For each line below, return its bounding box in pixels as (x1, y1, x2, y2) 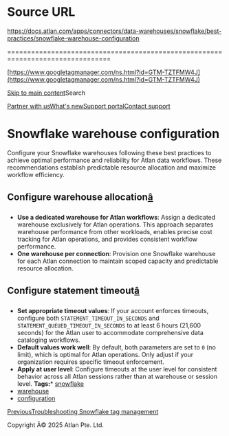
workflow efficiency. (7, 170, 65, 179)
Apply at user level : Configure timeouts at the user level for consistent (17, 365, 217, 373)
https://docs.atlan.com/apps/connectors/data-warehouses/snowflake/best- (7, 27, 222, 35)
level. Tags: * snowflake (17, 379, 85, 388)
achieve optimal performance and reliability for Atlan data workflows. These (7, 156, 222, 164)
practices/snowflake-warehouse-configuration (7, 34, 140, 42)
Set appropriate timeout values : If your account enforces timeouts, (17, 306, 209, 314)
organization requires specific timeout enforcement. (17, 358, 165, 366)
